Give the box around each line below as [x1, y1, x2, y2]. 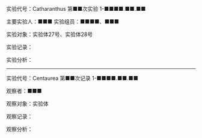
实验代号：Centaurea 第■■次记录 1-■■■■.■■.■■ [6, 74, 138, 82]
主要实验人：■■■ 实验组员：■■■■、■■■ [6, 18, 119, 25]
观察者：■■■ [6, 88, 42, 94]
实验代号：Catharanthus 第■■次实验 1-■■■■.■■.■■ [6, 5, 146, 12]
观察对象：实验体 [6, 100, 49, 107]
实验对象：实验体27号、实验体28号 [6, 31, 93, 38]
